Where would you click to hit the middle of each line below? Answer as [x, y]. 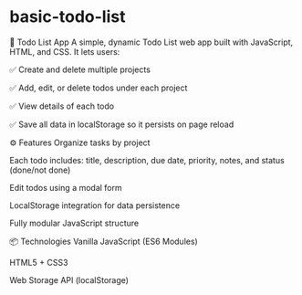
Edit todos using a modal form [66, 187]
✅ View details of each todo [62, 106]
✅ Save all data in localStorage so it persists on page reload [122, 124]
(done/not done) [40, 170]
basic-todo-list [68, 17]
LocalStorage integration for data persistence [95, 205]
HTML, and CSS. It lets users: [65, 51]
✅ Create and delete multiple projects [80, 69]
